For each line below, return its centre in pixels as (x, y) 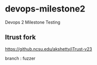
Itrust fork (21, 37)
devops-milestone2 (45, 9)
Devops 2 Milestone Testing (33, 22)
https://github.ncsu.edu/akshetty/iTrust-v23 (49, 49)
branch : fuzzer (20, 58)
